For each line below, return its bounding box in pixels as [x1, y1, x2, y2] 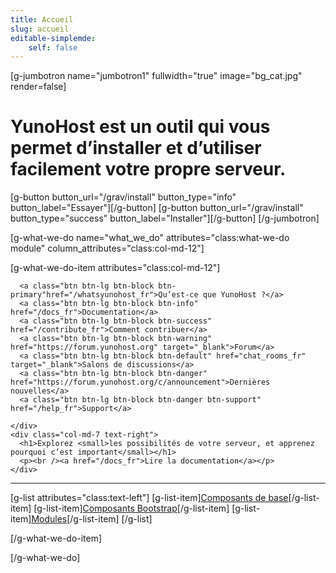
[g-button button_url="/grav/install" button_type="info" [10, 191, 237, 203]
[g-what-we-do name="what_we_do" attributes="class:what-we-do [10, 232, 290, 244]
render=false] [10, 81, 67, 93]
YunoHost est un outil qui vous [10, 116, 271, 138]
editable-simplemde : [10, 33, 97, 43]
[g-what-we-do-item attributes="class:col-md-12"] [10, 262, 221, 274]
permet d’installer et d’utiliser [10, 137, 262, 160]
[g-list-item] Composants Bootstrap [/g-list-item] [33, 502, 230, 515]
